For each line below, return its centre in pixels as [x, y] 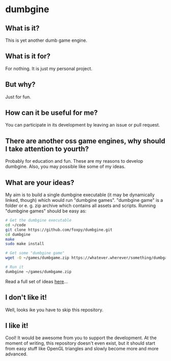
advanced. [17, 354]
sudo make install [25, 244]
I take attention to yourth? [47, 149]
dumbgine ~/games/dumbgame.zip [38, 272]
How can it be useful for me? [52, 113]
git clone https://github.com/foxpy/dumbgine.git [59, 230]
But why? [20, 85]
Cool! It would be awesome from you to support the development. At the [81, 338]
